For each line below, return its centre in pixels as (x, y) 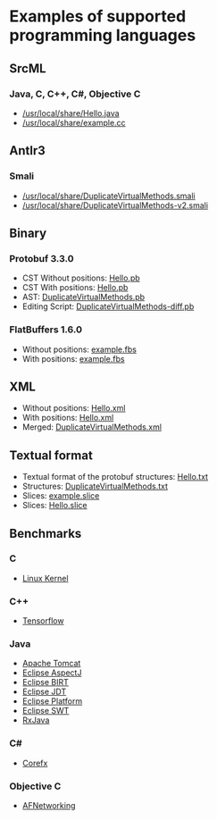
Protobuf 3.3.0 (42, 258)
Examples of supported (98, 17)
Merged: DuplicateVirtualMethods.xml (92, 427)
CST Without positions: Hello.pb (81, 278)
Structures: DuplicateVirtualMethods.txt (95, 486)
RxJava (36, 720)
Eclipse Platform (52, 701)
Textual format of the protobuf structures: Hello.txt (115, 477)
